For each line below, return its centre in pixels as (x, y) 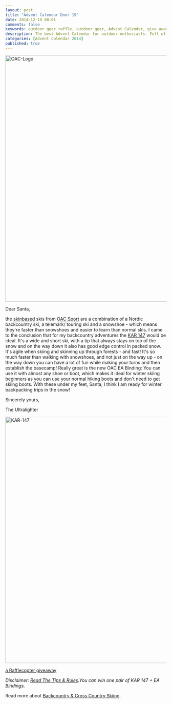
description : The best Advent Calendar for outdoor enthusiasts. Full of (86, 34)
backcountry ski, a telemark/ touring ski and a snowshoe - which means (81, 324)
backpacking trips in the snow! (38, 389)
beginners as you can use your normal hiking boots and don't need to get (83, 379)
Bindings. (15, 686)
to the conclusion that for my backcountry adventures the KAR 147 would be (86, 335)
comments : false (23, 24)
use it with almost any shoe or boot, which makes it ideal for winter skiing (83, 373)
